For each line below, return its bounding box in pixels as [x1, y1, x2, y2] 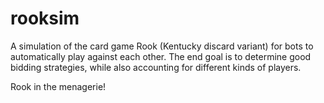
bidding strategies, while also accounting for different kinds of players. [10, 61, 302, 73]
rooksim [10, 7, 80, 30]
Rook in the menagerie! [10, 80, 107, 92]
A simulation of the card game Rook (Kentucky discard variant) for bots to [10, 40, 314, 52]
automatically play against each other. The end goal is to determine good [10, 50, 312, 62]
